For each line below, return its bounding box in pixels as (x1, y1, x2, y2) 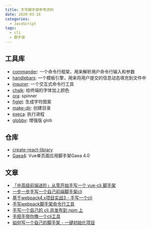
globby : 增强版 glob (12, 117, 52, 123)
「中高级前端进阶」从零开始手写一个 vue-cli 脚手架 (12, 182, 116, 188)
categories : (5, 16, 30, 21)
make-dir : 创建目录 (12, 105, 51, 111)
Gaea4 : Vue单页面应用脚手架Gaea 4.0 (12, 152, 90, 159)
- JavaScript (9, 21, 37, 26)
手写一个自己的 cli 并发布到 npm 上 (12, 207, 83, 213)
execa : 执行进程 (12, 111, 45, 117)
